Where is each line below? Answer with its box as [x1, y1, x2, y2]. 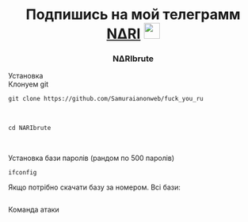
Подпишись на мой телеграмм [25, 6, 241, 24]
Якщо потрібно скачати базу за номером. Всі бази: [8, 182, 181, 192]
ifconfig [8, 169, 37, 177]
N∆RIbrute [112, 53, 155, 64]
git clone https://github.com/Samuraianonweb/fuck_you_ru [8, 95, 204, 103]
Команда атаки [8, 205, 59, 215]
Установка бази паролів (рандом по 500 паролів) [8, 153, 175, 163]
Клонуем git [8, 79, 49, 89]
